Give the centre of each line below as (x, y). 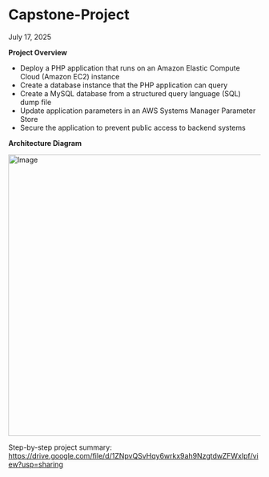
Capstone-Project (69, 15)
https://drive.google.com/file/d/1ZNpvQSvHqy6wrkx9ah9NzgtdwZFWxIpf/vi (133, 455)
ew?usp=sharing (36, 464)
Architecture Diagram (45, 143)
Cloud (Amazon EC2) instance (70, 76)
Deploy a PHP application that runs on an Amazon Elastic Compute (130, 68)
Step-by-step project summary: (60, 447)
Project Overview (38, 52)
